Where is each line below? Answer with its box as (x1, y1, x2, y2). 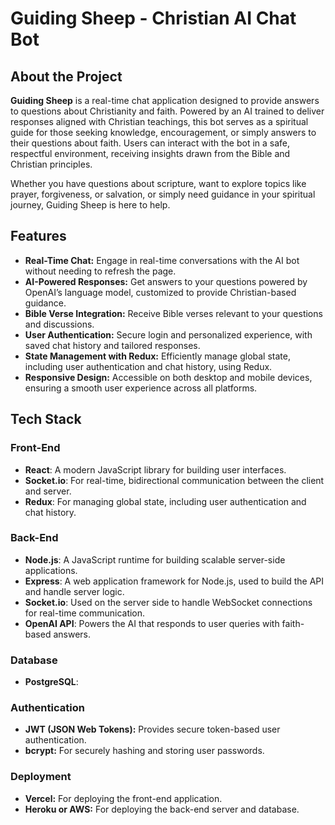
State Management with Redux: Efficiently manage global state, (24, 350, 291, 362)
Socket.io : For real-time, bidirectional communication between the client (24, 474, 325, 486)
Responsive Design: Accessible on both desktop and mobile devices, (24, 371, 313, 383)
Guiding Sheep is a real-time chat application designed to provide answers (10, 95, 320, 106)
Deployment (10, 770, 72, 784)
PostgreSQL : (24, 676, 79, 688)
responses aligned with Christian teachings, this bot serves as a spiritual (10, 116, 309, 127)
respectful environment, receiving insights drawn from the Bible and (10, 148, 291, 159)
